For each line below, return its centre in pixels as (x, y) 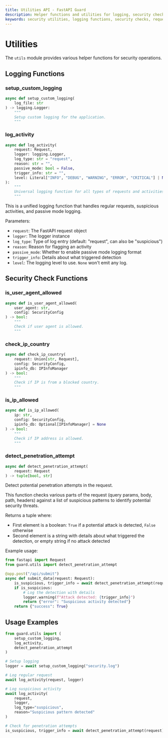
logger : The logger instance (41, 236)
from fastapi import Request (35, 560)
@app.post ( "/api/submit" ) (32, 574)
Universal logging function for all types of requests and (77, 192)
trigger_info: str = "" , (40, 173)
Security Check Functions (46, 278)
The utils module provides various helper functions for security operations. (84, 58)
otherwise (23, 531)
